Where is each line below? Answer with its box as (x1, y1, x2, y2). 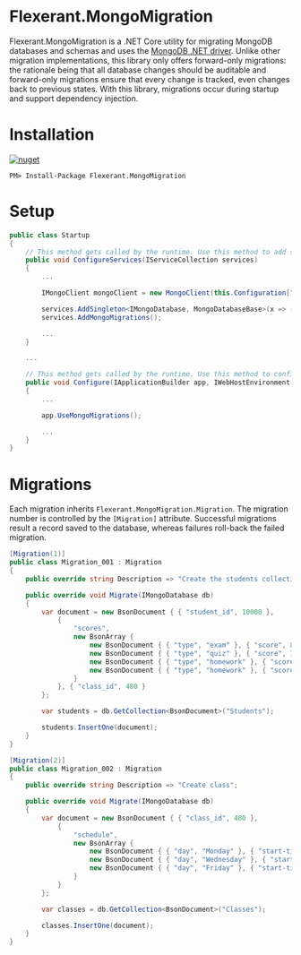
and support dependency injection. (9, 92, 139, 104)
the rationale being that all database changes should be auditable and (9, 65, 267, 75)
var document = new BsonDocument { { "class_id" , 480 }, (41, 813, 259, 822)
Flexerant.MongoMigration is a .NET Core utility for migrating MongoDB (9, 36, 273, 47)
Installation (9, 125, 95, 145)
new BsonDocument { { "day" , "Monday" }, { (89, 847, 254, 856)
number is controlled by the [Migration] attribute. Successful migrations (9, 513, 277, 524)
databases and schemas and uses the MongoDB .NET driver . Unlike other (9, 45, 280, 56)
